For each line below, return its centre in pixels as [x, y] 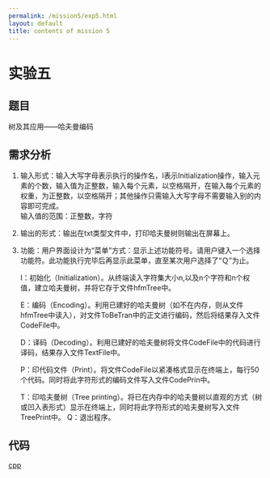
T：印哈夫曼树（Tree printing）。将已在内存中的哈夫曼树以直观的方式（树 [141, 397]
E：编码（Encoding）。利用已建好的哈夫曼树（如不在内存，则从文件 [132, 305]
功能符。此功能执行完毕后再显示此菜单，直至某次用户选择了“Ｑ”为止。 [137, 260]
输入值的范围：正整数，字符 [66, 216]
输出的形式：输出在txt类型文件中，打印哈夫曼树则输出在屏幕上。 [127, 233]
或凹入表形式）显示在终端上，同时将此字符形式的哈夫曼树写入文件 [130, 407]
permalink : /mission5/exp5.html [63, 16]
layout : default [36, 23]
